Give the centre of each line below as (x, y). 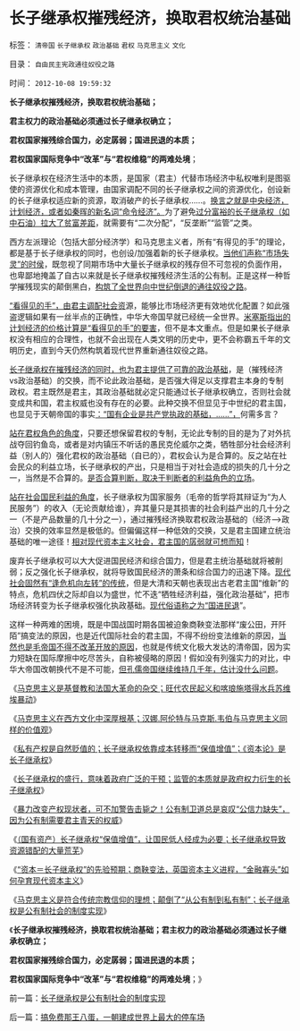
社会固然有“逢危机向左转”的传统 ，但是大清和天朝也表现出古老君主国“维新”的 (149, 583)
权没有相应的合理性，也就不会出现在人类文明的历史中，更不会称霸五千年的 (146, 339)
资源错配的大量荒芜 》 (48, 850)
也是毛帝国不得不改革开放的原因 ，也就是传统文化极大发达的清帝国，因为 (150, 646)
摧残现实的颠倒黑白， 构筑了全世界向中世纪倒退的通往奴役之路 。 (134, 286)
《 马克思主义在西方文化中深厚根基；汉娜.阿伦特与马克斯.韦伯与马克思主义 (145, 718)
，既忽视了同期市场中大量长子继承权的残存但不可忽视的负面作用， (166, 264)
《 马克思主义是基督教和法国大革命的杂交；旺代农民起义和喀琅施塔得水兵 (142, 688)
